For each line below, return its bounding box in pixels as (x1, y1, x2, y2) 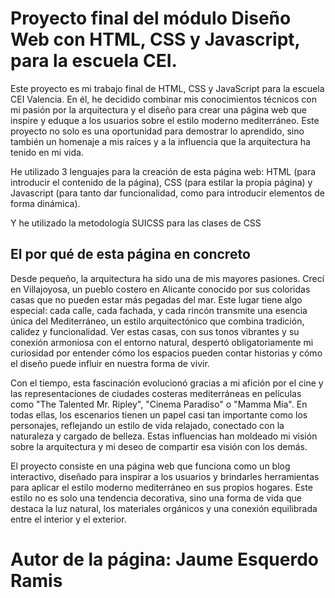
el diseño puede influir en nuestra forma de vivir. (10, 357, 210, 369)
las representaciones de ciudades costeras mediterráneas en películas (10, 387, 302, 399)
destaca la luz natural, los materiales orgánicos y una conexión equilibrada (10, 502, 318, 514)
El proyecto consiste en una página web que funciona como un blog (10, 460, 291, 472)
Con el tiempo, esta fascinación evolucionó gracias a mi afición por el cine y (10, 377, 324, 389)
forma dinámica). (10, 197, 81, 209)
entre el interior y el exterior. (10, 513, 127, 525)
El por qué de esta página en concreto (10, 246, 251, 263)
